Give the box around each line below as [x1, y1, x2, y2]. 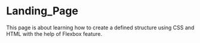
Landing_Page [6, 4, 79, 18]
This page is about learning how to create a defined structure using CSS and [6, 24, 195, 31]
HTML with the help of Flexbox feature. [6, 30, 103, 37]
